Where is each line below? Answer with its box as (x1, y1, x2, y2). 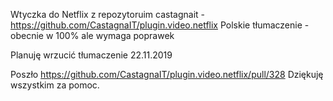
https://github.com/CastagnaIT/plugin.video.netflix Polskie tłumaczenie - (10, 19, 310, 31)
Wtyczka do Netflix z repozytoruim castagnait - (10, 9, 206, 20)
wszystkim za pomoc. (10, 79, 100, 91)
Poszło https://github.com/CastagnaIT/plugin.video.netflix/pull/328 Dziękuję (10, 69, 324, 80)
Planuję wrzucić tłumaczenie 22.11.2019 (10, 49, 173, 61)
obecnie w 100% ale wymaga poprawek (10, 30, 175, 41)
